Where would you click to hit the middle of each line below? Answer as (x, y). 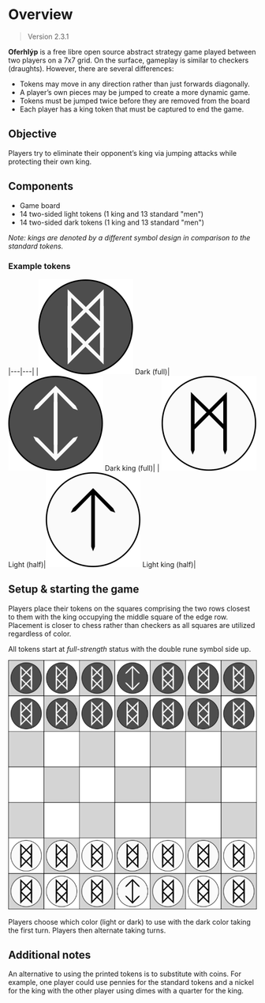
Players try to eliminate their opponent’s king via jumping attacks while (123, 153)
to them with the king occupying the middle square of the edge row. (118, 617)
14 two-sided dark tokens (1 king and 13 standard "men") (112, 222)
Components (41, 186)
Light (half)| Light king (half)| (102, 564)
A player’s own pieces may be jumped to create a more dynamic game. (135, 92)
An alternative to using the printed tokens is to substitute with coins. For (125, 974)
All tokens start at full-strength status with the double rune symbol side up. (130, 649)
